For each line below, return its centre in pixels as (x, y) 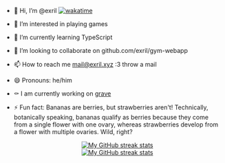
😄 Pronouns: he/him (43, 80)
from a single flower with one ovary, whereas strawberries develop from (116, 124)
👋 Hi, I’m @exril (35, 11)
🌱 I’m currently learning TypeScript (63, 37)
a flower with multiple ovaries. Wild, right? (73, 132)
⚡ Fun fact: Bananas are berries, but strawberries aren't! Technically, (111, 107)
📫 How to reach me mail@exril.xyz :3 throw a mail (85, 64)
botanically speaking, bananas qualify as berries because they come (111, 117)
